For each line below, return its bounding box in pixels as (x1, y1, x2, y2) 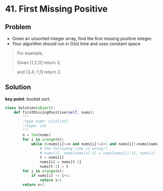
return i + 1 (39, 177, 62, 183)
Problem (5, 23, 32, 31)
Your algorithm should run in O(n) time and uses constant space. (12, 41, 142, 47)
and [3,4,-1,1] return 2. (17, 69, 62, 75)
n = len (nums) (22, 133, 51, 138)
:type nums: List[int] (22, 119, 69, 124)
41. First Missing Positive (5, 3, 108, 15)
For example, (17, 50, 43, 56)
